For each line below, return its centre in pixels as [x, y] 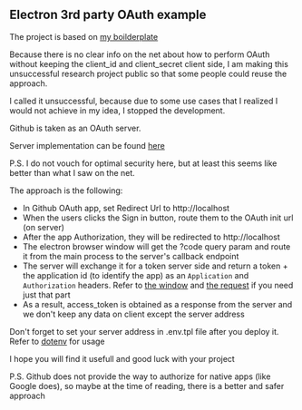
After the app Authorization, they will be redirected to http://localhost [151, 237]
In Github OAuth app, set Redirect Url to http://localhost [126, 208]
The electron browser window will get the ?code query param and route [156, 246]
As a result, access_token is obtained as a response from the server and [157, 304]
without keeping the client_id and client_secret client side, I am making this [149, 63]
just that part [46, 295]
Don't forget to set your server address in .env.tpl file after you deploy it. [144, 331]
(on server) [44, 227]
